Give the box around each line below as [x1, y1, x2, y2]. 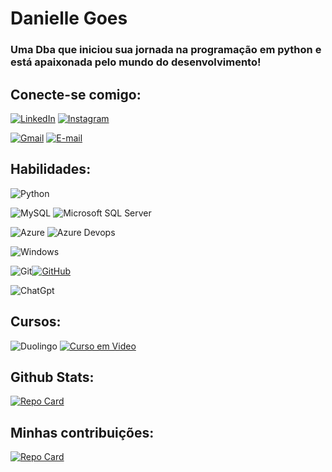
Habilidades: [10, 161, 92, 178]
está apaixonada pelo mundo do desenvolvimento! [10, 55, 262, 69]
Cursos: [10, 313, 62, 331]
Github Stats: [10, 368, 95, 386]
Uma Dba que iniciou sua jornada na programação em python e [10, 43, 322, 57]
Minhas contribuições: [10, 424, 155, 441]
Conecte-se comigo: [10, 86, 142, 103]
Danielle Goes [10, 7, 128, 30]
